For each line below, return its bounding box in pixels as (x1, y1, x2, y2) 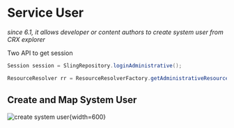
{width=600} (69, 113, 107, 121)
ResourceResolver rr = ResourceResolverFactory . (7, 74, 151, 81)
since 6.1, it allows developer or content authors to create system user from (7, 28, 224, 36)
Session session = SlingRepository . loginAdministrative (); (7, 62, 182, 69)
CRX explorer (7, 35, 45, 43)
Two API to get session (7, 49, 73, 57)
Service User (7, 5, 84, 21)
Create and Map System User (7, 94, 137, 106)
